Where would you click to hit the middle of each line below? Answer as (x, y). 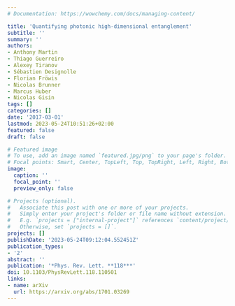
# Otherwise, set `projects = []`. (62, 227)
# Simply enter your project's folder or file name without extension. (117, 214)
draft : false (26, 137)
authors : (20, 46)
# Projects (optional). (42, 201)
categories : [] (29, 111)
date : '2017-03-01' (36, 117)
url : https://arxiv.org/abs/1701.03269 (72, 292)
